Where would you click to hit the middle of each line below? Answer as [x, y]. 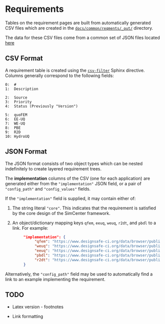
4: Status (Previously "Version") [42, 106]
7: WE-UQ [15, 123]
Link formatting [28, 316]
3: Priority [18, 102]
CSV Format [24, 59]
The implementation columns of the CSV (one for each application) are [78, 178]
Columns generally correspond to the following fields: [60, 76]
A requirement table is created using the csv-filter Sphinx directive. [75, 70]
